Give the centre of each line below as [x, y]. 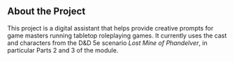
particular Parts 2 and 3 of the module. [63, 50]
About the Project [46, 11]
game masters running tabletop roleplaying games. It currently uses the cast [117, 35]
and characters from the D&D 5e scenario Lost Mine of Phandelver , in [108, 43]
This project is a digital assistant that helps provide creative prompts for [110, 28]
